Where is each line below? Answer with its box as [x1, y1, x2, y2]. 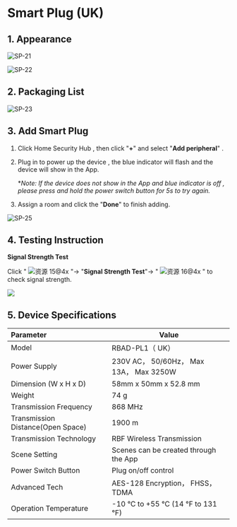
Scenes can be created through [111, 445, 217, 455]
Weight [11, 391, 35, 401]
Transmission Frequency [11, 402, 93, 412]
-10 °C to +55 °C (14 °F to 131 [111, 499, 217, 509]
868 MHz [111, 402, 143, 412]
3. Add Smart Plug [7, 125, 89, 137]
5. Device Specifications [7, 309, 116, 321]
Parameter [11, 330, 47, 340]
